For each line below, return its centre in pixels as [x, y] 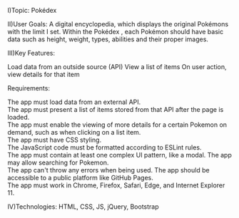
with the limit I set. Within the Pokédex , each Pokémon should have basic [115, 32]
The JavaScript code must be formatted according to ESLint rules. [105, 147]
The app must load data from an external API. [74, 102]
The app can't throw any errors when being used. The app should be [108, 170]
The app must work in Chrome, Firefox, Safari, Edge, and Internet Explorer [116, 185]
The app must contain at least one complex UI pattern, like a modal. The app [119, 155]
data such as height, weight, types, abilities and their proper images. [108, 39]
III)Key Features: [31, 53]
